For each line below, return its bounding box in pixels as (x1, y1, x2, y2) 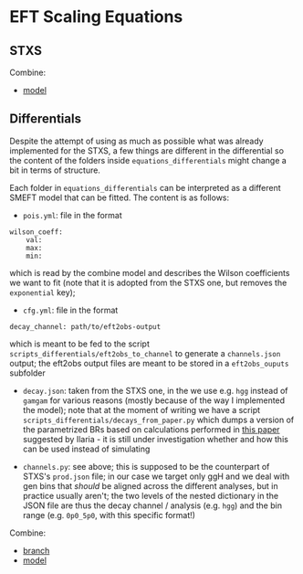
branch (22, 545, 50, 556)
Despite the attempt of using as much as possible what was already (9, 135, 264, 146)
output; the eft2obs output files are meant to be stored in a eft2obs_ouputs (9, 357, 289, 368)
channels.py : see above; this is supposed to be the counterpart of (22, 461, 270, 472)
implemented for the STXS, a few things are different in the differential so (9, 144, 285, 156)
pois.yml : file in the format (22, 209, 123, 220)
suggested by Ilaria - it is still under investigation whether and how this (22, 433, 289, 444)
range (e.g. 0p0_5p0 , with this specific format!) (22, 509, 196, 520)
